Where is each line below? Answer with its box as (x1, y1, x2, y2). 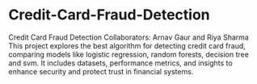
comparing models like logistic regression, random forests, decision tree (8, 49, 249, 59)
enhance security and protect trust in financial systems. (8, 66, 194, 76)
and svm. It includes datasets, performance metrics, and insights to (8, 58, 233, 68)
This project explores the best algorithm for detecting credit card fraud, (8, 40, 246, 50)
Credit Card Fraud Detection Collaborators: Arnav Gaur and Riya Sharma (8, 32, 249, 42)
